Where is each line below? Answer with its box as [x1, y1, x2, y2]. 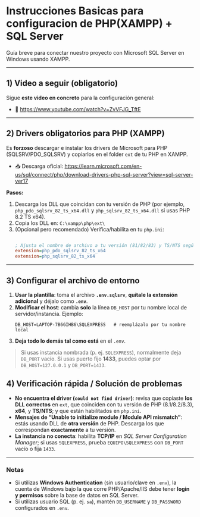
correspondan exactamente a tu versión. [14, 426, 116, 433]
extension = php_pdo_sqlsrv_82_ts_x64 [14, 248, 106, 254]
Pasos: [6, 189, 24, 196]
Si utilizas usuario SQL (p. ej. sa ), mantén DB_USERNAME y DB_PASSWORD [14, 498, 182, 505]
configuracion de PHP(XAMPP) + [6, 17, 173, 30]
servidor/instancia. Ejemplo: [14, 311, 83, 317]
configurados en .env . [14, 505, 70, 512]
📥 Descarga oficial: [14, 162, 64, 170]
